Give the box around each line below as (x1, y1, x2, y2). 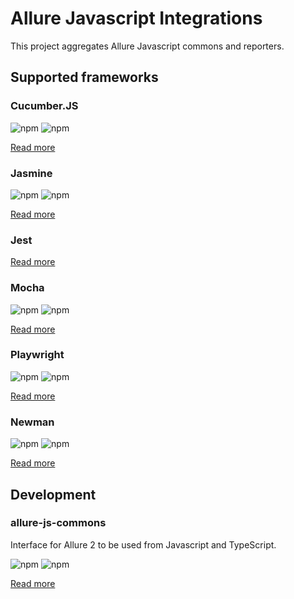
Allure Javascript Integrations (10, 7, 263, 30)
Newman (10, 415, 55, 429)
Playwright (10, 348, 65, 362)
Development (10, 486, 97, 503)
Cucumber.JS (10, 99, 79, 113)
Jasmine (10, 166, 53, 180)
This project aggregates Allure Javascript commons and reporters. (10, 40, 285, 52)
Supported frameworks (10, 69, 159, 86)
